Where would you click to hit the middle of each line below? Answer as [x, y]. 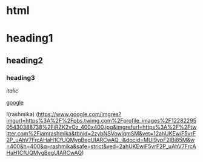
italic [12, 91]
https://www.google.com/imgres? [80, 114]
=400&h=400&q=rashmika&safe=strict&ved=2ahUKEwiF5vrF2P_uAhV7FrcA [101, 146]
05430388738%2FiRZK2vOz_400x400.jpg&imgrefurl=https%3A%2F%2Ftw [101, 127]
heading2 [25, 60]
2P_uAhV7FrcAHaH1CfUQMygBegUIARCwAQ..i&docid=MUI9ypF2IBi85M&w [101, 140]
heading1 [30, 38]
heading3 [21, 77]
